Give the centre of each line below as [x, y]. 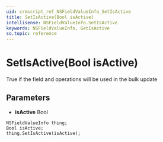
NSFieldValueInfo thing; [37, 123]
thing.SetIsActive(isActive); [44, 133]
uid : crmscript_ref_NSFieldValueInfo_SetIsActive [69, 12]
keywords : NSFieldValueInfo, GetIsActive [58, 28]
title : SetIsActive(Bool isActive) [50, 17]
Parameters [28, 98]
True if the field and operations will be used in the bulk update [82, 79]
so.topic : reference [32, 34]
